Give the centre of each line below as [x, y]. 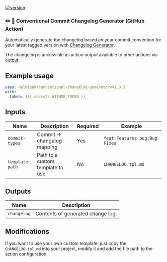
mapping [47, 147]
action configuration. [27, 254]
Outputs [18, 191]
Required [88, 126]
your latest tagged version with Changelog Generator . [60, 45]
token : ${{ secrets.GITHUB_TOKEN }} [47, 96]
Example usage [29, 75]
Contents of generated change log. [76, 214]
